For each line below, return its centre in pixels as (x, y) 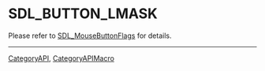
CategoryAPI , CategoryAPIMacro (61, 58)
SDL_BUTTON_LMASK (83, 14)
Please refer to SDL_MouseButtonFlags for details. (90, 35)
